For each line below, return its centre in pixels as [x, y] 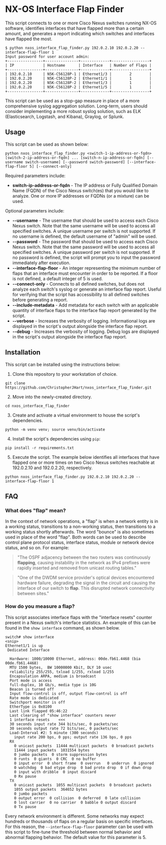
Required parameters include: [35, 176]
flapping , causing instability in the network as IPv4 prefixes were [84, 563]
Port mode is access [31, 680]
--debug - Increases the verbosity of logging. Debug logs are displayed [85, 331]
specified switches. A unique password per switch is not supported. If [83, 252]
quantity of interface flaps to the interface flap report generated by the [84, 310]
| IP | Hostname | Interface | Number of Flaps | [79, 65]
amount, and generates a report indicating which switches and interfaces [80, 33]
